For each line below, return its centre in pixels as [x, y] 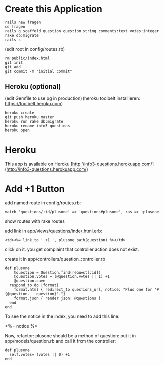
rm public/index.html [28, 58]
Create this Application [54, 9]
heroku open [17, 130]
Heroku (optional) [33, 86]
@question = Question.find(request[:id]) [57, 272]
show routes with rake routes [35, 221]
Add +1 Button [35, 189]
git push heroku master [30, 117]
